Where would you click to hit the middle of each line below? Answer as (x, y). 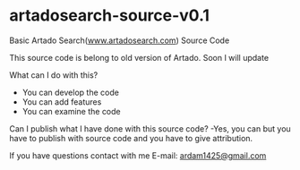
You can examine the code (71, 111)
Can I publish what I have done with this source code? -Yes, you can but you (150, 128)
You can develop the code (70, 92)
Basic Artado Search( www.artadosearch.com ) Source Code (120, 40)
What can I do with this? (54, 75)
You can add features (62, 102)
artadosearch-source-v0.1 (110, 16)
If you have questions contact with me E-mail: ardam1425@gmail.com (138, 155)
